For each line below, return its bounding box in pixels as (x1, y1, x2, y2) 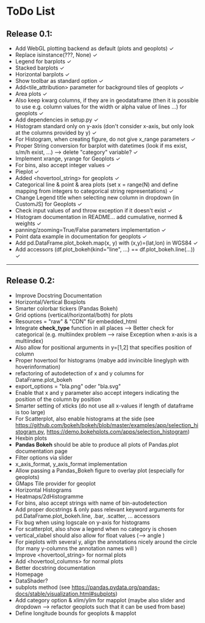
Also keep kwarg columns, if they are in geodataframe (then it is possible (15, 96, 199, 104)
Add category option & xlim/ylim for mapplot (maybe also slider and (15, 596, 185, 603)
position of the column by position (15, 395, 101, 403)
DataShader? (15, 577, 48, 584)
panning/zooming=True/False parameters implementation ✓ (15, 226, 167, 233)
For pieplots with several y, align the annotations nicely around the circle (15, 538, 197, 546)
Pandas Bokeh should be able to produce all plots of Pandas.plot (15, 441, 179, 448)
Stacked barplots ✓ (15, 64, 65, 71)
